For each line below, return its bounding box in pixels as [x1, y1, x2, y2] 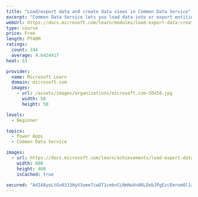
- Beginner [11, 117, 38, 123]
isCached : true [16, 171, 54, 177]
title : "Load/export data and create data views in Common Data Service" [6, 8, 192, 15]
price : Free [6, 31, 35, 36]
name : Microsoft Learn [11, 74, 67, 80]
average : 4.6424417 [11, 52, 60, 58]
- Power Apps [11, 133, 44, 139]
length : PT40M [6, 36, 41, 42]
